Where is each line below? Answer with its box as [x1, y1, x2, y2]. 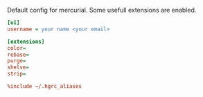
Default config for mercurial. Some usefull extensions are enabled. [7, 6, 197, 14]
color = [7, 44, 26, 51]
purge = [7, 58, 26, 64]
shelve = [7, 64, 30, 71]
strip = [7, 71, 26, 78]
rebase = [7, 51, 30, 58]
